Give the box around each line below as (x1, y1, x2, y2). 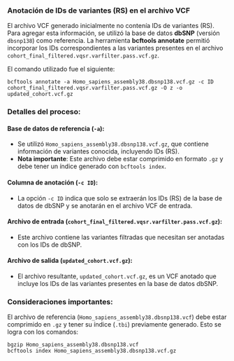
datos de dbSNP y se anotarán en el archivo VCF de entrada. (17, 201, 193, 210)
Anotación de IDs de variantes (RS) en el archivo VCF (7, 6, 191, 15)
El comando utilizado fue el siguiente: (7, 65, 115, 74)
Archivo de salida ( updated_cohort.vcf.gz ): (7, 257, 133, 265)
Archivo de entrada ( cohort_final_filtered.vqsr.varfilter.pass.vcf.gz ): (7, 217, 223, 226)
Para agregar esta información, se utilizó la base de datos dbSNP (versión (7, 29, 220, 37)
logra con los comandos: (7, 328, 79, 336)
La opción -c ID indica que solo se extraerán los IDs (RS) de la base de (17, 193, 222, 202)
